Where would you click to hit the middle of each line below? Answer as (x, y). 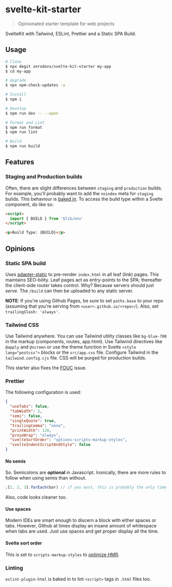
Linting (14, 567)
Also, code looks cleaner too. (36, 497)
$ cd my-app (18, 71)
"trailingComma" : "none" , (38, 425)
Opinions (20, 248)
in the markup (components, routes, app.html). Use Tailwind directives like (84, 342)
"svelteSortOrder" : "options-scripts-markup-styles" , (69, 440)
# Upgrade (16, 81)
